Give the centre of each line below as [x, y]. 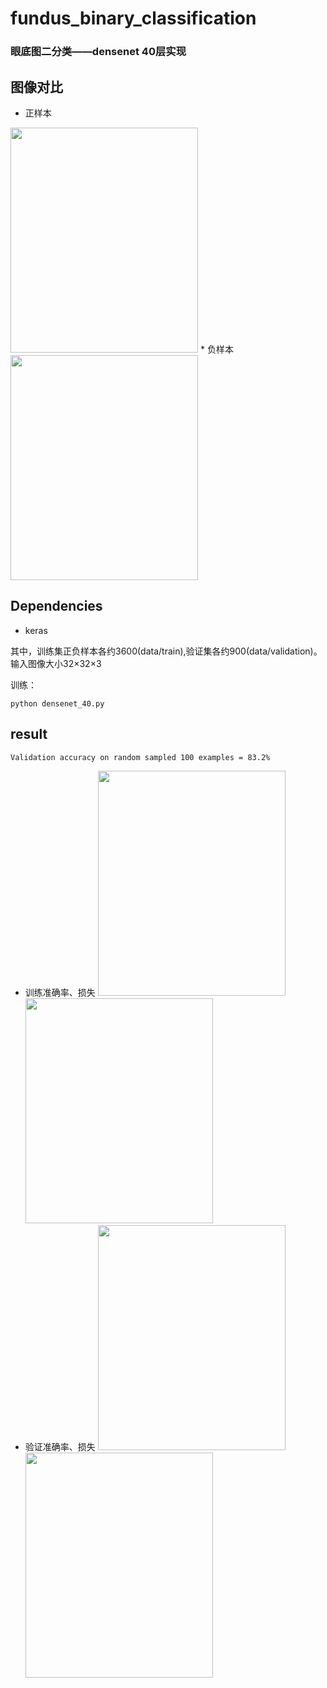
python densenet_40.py [57, 703]
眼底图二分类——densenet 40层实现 [98, 52]
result [29, 734]
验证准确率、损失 [60, 1446]
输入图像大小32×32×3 [56, 663]
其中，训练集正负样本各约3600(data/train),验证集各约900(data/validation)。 [166, 651]
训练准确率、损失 [60, 992]
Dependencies [56, 606]
